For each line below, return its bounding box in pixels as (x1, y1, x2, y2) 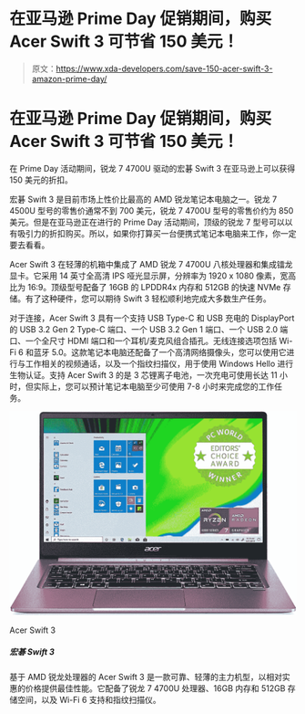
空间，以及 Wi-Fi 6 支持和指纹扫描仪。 (16, 694, 161, 705)
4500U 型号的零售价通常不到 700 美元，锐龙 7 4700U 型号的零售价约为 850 (9, 205, 294, 215)
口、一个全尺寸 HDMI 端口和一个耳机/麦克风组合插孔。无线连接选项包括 (9, 335, 278, 346)
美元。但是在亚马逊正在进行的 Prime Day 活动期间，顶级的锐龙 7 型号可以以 (9, 216, 293, 227)
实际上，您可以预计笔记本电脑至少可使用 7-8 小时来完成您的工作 (33, 381, 275, 392)
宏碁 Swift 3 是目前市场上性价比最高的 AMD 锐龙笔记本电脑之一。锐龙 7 (9, 194, 278, 205)
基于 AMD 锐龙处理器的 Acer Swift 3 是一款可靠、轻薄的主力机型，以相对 (9, 671, 282, 682)
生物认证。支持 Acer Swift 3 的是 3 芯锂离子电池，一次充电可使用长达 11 (9, 369, 278, 380)
